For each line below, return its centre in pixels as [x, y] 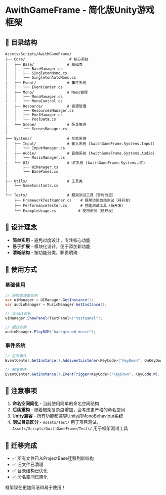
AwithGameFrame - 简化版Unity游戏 [80, 10]
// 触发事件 [16, 369]
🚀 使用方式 [21, 270]
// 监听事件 [16, 356]
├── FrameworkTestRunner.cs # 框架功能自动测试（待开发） [73, 200]
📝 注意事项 [21, 391]
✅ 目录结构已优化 [30, 471]
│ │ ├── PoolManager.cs [34, 115]
